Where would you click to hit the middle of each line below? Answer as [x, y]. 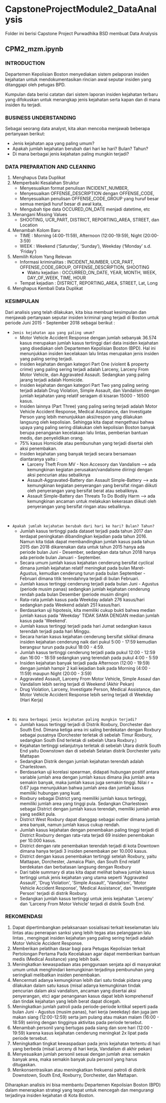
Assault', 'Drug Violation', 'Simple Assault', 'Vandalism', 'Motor [83, 882]
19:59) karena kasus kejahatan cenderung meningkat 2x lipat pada [80, 1033]
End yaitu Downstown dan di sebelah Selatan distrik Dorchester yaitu [90, 750]
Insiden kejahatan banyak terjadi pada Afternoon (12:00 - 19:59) [85, 663]
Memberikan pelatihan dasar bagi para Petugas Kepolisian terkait [79, 948]
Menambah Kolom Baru [36, 230]
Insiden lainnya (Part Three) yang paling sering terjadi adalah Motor [88, 406]
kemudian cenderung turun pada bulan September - [92, 573]
